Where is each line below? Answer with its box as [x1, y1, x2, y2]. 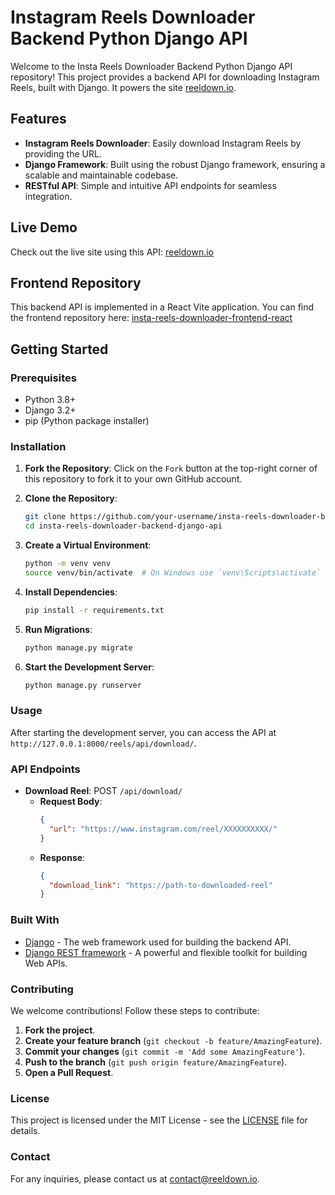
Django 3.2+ [24, 404, 77, 416]
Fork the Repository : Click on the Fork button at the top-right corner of [24, 462, 318, 475]
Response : [39, 851, 86, 863]
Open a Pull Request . [24, 1066, 114, 1078]
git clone [24, 512, 67, 522]
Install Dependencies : [24, 586, 118, 598]
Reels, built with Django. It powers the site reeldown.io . [10, 81, 237, 93]
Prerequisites [10, 371, 77, 385]
